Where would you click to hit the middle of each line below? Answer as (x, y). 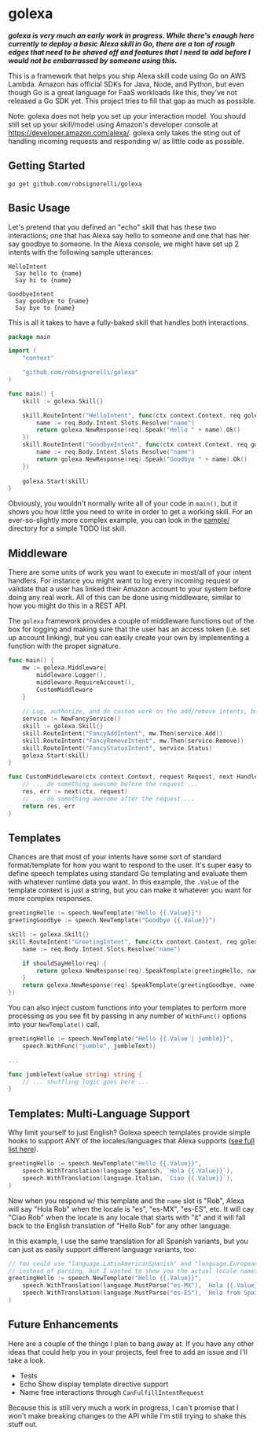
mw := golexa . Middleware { (65, 668)
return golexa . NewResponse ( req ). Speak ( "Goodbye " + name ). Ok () (142, 459)
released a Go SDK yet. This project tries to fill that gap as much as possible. (132, 101)
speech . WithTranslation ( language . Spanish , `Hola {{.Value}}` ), (128, 1171)
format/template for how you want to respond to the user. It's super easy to (130, 865)
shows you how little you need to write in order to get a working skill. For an (130, 512)
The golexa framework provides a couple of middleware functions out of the (131, 621)
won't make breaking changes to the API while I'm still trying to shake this (127, 1415)
